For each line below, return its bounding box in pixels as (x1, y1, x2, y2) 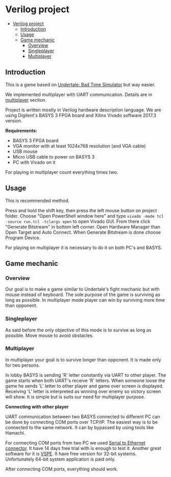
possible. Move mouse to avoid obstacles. (5, 332, 94, 338)
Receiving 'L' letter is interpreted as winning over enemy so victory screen (5, 388, 161, 394)
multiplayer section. (5, 97, 47, 103)
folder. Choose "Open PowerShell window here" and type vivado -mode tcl (5, 213, 164, 219)
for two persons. (5, 362, 40, 368)
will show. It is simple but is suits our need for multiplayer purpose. (5, 394, 145, 400)
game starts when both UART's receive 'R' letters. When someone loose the (5, 377, 165, 383)
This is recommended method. (5, 197, 70, 203)
